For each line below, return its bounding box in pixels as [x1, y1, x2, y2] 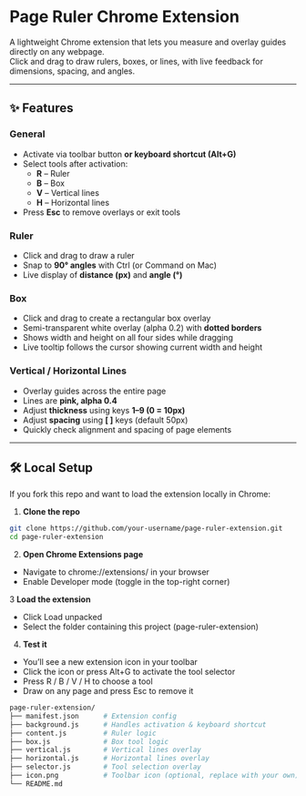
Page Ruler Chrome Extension [9, 6, 240, 27]
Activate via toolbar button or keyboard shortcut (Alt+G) [22, 148, 237, 159]
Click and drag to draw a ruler [22, 250, 135, 260]
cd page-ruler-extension [9, 533, 104, 542]
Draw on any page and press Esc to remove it [22, 686, 194, 697]
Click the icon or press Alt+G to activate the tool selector [22, 667, 236, 678]
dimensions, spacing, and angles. [9, 66, 135, 77]
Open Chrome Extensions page [22, 549, 144, 560]
